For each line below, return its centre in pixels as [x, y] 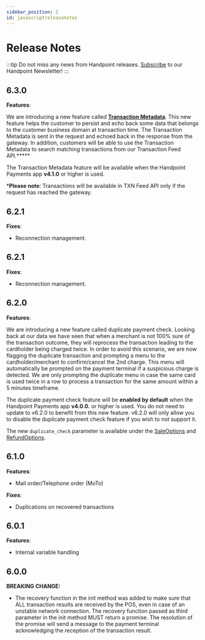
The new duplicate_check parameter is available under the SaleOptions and [101, 431]
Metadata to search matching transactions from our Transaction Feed [94, 149]
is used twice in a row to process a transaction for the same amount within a [102, 381]
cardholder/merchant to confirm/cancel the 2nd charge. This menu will [95, 362]
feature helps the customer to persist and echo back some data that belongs [103, 123]
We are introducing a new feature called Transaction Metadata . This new [99, 117]
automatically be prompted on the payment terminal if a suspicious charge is [103, 368]
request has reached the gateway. [49, 192]
